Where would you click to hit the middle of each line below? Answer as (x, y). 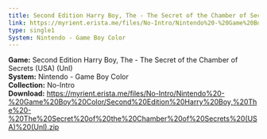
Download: (27, 94)
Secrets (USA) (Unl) (41, 69)
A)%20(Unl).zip (34, 127)
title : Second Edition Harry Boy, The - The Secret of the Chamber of (128, 15)
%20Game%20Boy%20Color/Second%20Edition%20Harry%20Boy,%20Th (133, 102)
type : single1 (32, 30)
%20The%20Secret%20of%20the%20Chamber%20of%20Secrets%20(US (133, 118)
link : (17, 23)
